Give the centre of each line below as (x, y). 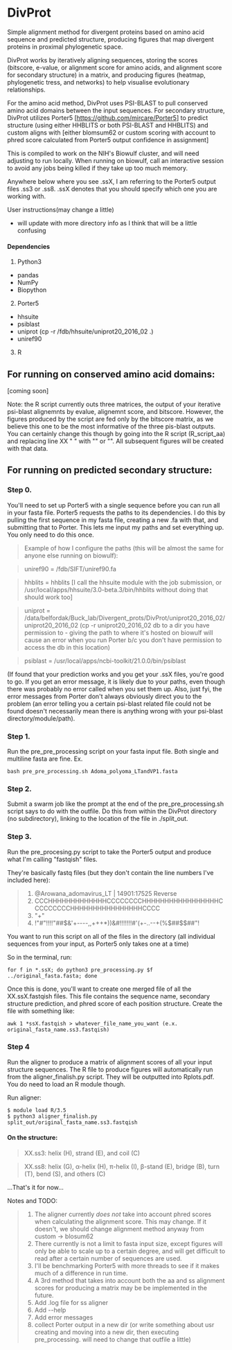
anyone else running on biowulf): (71, 555)
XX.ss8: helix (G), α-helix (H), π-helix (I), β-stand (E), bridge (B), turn (122, 1167)
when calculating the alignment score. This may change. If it (120, 1222)
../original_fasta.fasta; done (52, 976)
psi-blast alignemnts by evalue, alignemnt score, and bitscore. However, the (115, 411)
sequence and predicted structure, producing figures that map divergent (111, 39)
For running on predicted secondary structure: (110, 470)
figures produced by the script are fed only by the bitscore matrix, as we (110, 419)
